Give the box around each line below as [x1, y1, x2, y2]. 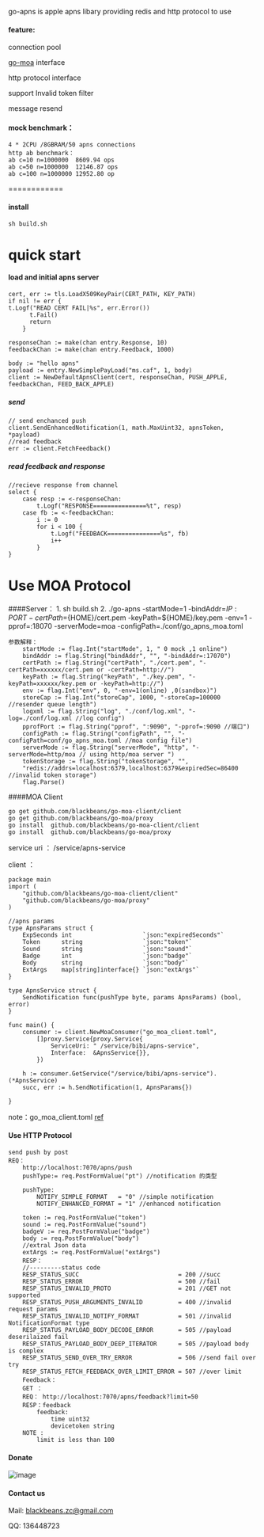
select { [8, 488, 37, 496]
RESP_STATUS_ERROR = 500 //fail [22, 1278, 221, 1286]
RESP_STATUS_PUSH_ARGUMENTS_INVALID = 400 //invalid [22, 1299, 232, 1307]
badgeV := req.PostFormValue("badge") [22, 1227, 150, 1236]
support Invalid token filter [8, 89, 94, 98]
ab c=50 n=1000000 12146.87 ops [8, 163, 119, 171]
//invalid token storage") [8, 771, 97, 779]
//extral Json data [22, 1242, 87, 1250]
